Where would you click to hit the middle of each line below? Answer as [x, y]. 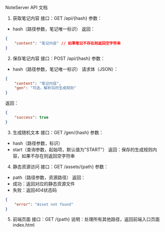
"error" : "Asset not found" [44, 204]
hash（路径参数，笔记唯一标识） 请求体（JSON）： [65, 69]
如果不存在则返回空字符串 [48, 156]
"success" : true [32, 118]
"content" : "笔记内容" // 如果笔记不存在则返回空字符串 [68, 43]
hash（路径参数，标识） [38, 143]
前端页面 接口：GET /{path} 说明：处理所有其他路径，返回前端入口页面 [86, 219]
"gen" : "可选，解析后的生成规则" [45, 88]
